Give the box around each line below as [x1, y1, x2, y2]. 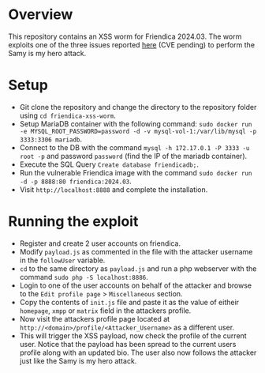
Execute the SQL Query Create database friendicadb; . [19, 160, 199, 169]
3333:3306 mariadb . [19, 134, 83, 144]
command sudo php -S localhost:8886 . [19, 272, 148, 281]
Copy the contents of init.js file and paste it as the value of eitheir [19, 297, 239, 307]
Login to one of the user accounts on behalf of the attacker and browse [19, 281, 252, 290]
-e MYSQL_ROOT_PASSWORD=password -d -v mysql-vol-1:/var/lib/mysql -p [19, 127, 257, 135]
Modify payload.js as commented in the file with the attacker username [19, 247, 253, 256]
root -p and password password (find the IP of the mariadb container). [19, 151, 248, 160]
